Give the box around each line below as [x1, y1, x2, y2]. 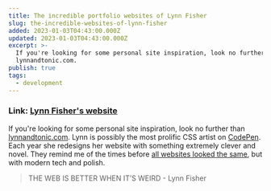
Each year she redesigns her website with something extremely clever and [8, 140, 256, 150]
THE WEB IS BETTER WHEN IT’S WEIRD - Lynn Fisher [27, 173, 207, 183]
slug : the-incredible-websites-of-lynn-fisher [8, 19, 168, 27]
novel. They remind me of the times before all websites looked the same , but [8, 149, 263, 159]
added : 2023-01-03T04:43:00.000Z [8, 26, 121, 35]
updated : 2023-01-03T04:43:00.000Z [8, 34, 128, 43]
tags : [8, 71, 27, 79]
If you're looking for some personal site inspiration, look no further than [8, 124, 245, 133]
